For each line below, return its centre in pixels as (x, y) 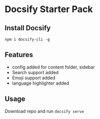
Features (19, 55)
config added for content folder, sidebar (53, 67)
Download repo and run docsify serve (44, 111)
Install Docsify (28, 28)
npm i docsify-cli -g (27, 39)
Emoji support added (34, 78)
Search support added (35, 72)
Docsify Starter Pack (49, 9)
